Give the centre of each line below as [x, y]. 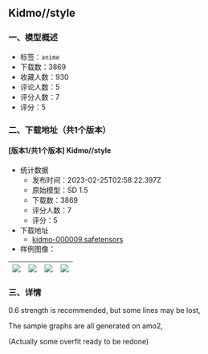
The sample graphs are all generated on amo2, [86, 326]
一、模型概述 [33, 38]
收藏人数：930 [44, 76]
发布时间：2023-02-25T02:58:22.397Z [97, 179]
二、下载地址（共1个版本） [59, 130]
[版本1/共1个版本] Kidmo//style [60, 150]
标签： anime [40, 56]
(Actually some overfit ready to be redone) [79, 342]
